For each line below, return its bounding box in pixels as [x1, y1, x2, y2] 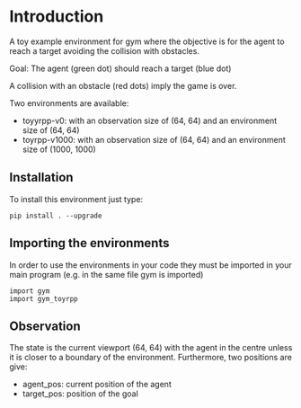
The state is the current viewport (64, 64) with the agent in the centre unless [9, 342, 293, 353]
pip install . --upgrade [9, 211, 102, 220]
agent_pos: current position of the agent [22, 379, 173, 390]
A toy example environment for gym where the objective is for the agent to [9, 36, 285, 47]
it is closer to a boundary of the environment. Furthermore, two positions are [9, 352, 292, 363]
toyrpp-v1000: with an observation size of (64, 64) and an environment [22, 134, 286, 145]
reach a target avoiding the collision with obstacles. [9, 45, 200, 56]
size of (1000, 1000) [22, 144, 96, 155]
